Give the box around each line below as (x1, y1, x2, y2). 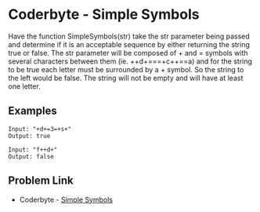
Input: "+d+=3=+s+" (8, 125, 72, 133)
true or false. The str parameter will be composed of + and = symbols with (8, 48, 248, 57)
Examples (8, 104, 57, 118)
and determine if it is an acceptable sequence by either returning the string (8, 39, 251, 49)
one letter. (8, 81, 41, 91)
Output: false (8, 152, 55, 160)
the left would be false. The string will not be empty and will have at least (8, 73, 244, 82)
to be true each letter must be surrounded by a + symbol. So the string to (8, 64, 244, 74)
